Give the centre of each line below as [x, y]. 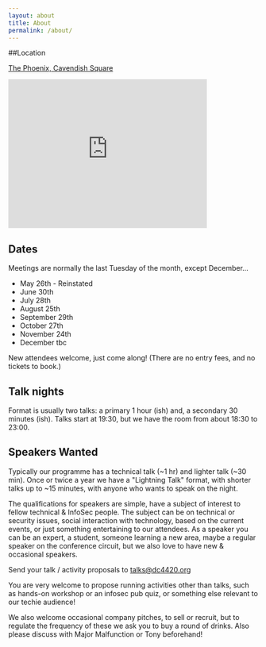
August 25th [40, 309]
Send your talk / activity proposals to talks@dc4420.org [100, 569]
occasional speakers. [43, 554]
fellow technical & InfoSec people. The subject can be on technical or [122, 512]
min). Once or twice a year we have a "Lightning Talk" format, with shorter [130, 479]
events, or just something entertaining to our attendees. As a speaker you [128, 529]
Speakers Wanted [53, 452]
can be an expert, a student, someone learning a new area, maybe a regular [132, 537]
